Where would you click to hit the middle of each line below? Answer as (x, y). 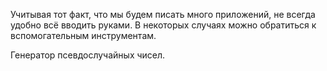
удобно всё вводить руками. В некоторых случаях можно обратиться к (163, 25)
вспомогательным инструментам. (83, 35)
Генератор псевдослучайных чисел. (88, 55)
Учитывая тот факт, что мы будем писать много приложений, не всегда (163, 14)
